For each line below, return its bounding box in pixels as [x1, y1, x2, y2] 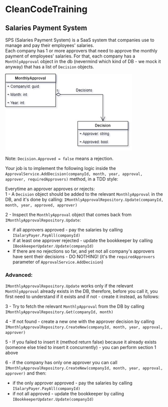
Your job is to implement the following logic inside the [5, 165, 116, 171]
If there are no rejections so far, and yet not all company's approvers [12, 248, 155, 254]
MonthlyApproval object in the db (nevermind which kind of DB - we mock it [5, 59, 161, 64]
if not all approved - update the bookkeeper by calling [12, 391, 124, 397]
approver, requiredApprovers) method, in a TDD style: [5, 176, 118, 182]
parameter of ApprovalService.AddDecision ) [12, 259, 104, 265]
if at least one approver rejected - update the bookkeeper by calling [12, 238, 153, 243]
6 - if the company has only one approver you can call [5, 360, 118, 366]
